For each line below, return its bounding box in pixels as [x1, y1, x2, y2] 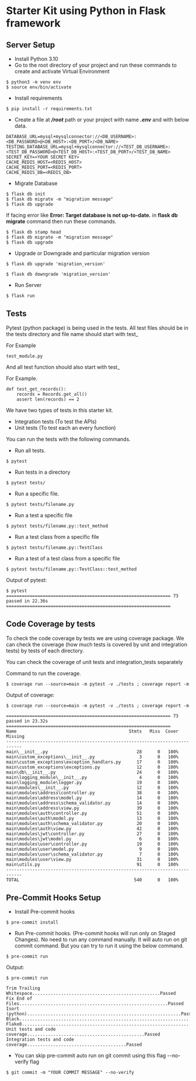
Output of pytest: [6, 576, 47, 583]
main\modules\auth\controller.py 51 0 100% [6, 810, 179, 816]
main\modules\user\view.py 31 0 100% [6, 856, 179, 862]
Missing [6, 733, 25, 739]
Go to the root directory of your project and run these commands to [14, 61, 177, 69]
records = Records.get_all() [16, 391, 87, 397]
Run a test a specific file [14, 511, 73, 519]
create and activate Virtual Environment [14, 68, 110, 74]
